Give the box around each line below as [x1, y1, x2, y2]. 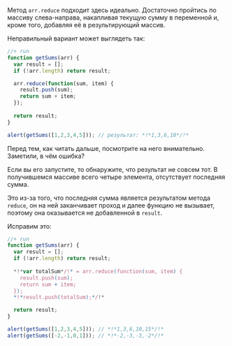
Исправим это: [7, 222, 52, 230]
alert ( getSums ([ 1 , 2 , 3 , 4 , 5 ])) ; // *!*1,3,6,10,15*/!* [7, 326, 164, 333]
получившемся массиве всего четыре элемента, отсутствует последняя [7, 173, 226, 181]
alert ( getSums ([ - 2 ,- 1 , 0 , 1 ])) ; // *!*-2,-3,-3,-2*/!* [7, 332, 164, 339]
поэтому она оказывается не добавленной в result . [7, 208, 163, 217]
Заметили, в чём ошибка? [7, 152, 85, 160]
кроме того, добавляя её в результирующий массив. [7, 21, 166, 29]
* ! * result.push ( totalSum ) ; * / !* [13, 294, 105, 301]
